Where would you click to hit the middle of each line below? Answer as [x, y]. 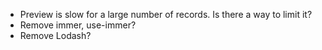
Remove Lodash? [55, 35]
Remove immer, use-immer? [78, 25]
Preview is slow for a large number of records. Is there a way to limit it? [166, 14]
